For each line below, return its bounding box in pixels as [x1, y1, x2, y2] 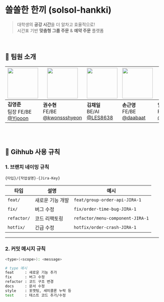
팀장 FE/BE [7, 108, 32, 115]
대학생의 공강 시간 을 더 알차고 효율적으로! [17, 21, 95, 27]
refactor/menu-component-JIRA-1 [74, 216, 149, 221]
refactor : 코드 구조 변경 [5, 279, 54, 284]
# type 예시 [5, 265, 27, 271]
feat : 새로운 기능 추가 [5, 270, 57, 275]
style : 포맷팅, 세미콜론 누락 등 [5, 288, 72, 293]
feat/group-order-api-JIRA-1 [74, 197, 142, 203]
